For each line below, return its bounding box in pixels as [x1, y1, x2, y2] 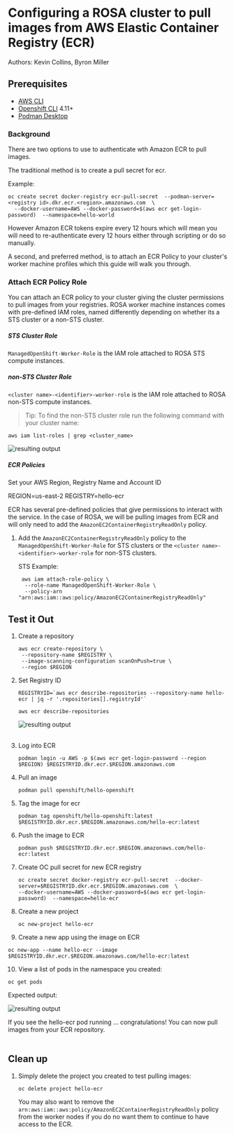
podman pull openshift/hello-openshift [17, 787, 135, 794]
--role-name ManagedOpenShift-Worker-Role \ [24, 582, 156, 589]
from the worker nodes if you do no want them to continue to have [17, 1112, 210, 1121]
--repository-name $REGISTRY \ [21, 651, 112, 659]
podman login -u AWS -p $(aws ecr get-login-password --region [17, 755, 207, 762]
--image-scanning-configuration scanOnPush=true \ [21, 658, 172, 665]
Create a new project [17, 907, 79, 915]
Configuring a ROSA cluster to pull [8, 5, 212, 21]
